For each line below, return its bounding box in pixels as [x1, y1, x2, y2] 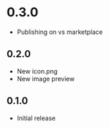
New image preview [16, 74, 75, 83]
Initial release [16, 114, 56, 122]
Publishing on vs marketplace [16, 28, 103, 36]
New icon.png [16, 66, 58, 75]
